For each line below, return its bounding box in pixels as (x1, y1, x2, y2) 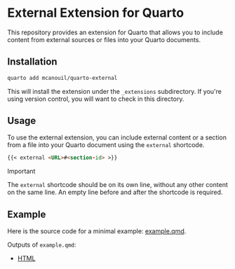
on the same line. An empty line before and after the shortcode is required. (7, 188, 223, 197)
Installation (7, 56, 58, 68)
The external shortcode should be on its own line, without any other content (7, 181, 228, 189)
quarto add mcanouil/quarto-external (7, 74, 118, 81)
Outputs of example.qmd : (7, 240, 76, 249)
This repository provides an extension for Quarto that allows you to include (7, 28, 223, 36)
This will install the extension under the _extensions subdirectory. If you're (7, 87, 222, 95)
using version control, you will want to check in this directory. (7, 95, 184, 103)
